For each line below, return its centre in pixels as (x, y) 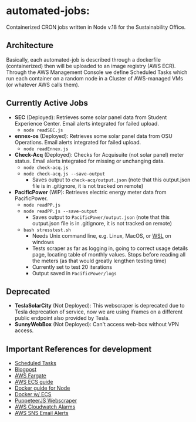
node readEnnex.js (46, 149)
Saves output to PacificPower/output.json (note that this (101, 217)
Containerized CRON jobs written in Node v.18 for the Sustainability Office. (96, 27)
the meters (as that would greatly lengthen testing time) (99, 261)
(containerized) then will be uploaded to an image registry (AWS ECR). (91, 66)
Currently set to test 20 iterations (72, 267)
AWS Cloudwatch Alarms (45, 407)
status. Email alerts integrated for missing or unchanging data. (90, 161)
